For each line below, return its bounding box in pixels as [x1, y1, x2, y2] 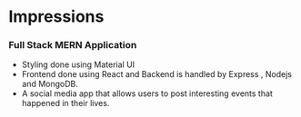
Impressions [8, 6, 105, 27]
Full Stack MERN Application [8, 39, 137, 52]
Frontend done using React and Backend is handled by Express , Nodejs [21, 69, 293, 80]
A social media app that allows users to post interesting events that [21, 88, 274, 99]
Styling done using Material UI [21, 59, 135, 70]
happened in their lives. [21, 98, 110, 109]
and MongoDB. [21, 79, 79, 90]
